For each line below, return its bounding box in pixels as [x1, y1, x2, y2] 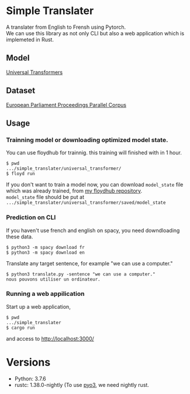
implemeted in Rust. [6, 36, 54, 43]
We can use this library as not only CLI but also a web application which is [6, 29, 185, 36]
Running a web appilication [6, 289, 85, 298]
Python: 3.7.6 [14, 375, 47, 382]
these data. [6, 233, 33, 240]
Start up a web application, [6, 303, 71, 310]
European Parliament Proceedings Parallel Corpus [6, 101, 127, 108]
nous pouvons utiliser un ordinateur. [6, 276, 101, 282]
